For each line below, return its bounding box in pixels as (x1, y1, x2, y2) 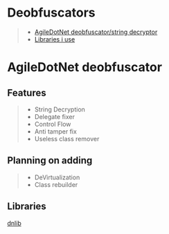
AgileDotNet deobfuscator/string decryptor (34, 28, 158, 36)
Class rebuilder (34, 180, 78, 188)
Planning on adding (7, 154, 93, 167)
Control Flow (34, 120, 71, 128)
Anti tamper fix (34, 127, 78, 136)
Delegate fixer (34, 112, 75, 120)
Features (7, 87, 46, 98)
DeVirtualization (34, 173, 80, 181)
